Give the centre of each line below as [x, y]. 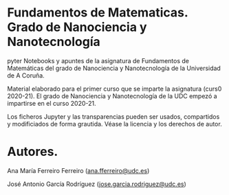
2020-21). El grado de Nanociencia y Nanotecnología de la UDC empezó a [112, 96]
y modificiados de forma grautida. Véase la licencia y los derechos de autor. [115, 124]
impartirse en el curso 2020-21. [52, 103]
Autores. [33, 152]
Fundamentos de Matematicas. [98, 13]
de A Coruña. [26, 75]
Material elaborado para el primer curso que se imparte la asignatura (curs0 [115, 89]
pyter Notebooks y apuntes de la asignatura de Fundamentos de [98, 60]
